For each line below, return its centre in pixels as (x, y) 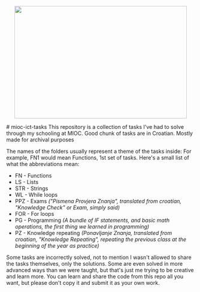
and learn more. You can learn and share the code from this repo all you (95, 276)
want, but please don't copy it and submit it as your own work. (83, 283)
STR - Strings (31, 188)
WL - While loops (36, 195)
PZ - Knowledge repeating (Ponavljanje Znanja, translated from (93, 233)
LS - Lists (27, 182)
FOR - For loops (34, 214)
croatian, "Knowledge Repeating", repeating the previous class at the (101, 239)
